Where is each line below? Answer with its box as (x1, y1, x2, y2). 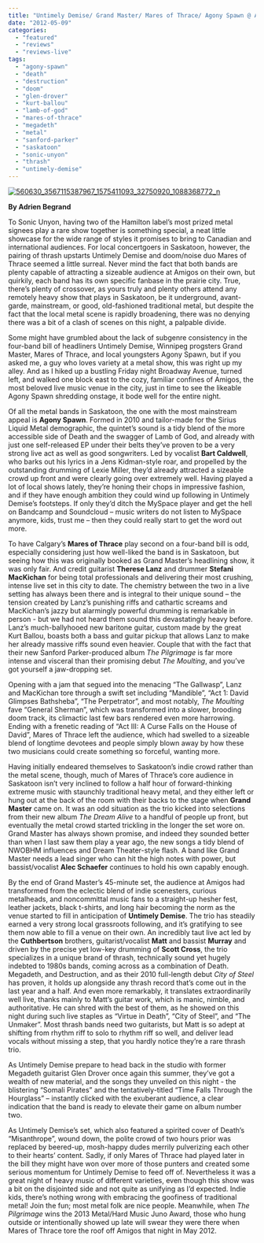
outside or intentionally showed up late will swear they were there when (8, 1218, 240, 1226)
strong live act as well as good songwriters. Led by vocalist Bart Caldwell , (8, 449, 248, 457)
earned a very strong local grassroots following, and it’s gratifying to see (8, 919, 243, 929)
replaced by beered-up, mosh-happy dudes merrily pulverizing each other (8, 1142, 250, 1152)
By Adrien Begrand (8, 202, 71, 211)
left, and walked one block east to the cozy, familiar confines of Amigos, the (8, 375, 254, 384)
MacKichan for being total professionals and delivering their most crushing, (8, 572, 254, 582)
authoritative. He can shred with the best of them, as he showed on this (8, 1003, 240, 1012)
